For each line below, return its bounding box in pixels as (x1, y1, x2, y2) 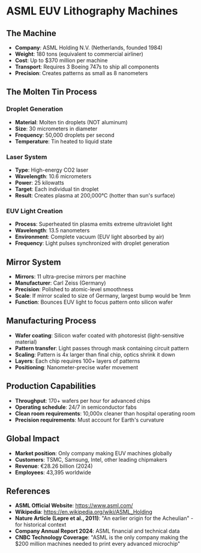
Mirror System (6, 257, 61, 267)
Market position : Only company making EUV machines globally (14, 449, 172, 457)
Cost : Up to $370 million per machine (14, 57, 108, 64)
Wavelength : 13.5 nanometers (14, 227, 90, 234)
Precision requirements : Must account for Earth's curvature (14, 416, 164, 423)
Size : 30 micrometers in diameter (14, 125, 98, 132)
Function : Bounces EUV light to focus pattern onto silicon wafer (14, 298, 173, 306)
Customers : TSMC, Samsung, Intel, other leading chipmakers (14, 456, 167, 463)
